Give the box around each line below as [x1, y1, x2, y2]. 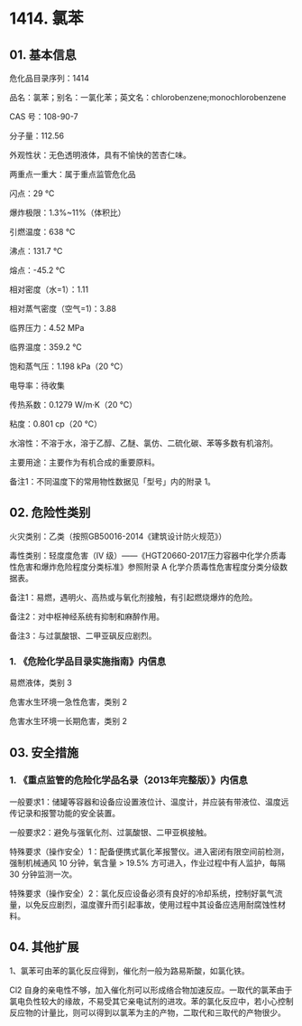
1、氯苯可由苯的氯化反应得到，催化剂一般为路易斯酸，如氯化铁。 [9, 965, 250, 976]
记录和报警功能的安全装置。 [16, 807, 120, 818]
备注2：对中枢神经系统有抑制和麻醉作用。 [9, 611, 165, 622]
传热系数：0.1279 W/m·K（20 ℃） [9, 400, 138, 409]
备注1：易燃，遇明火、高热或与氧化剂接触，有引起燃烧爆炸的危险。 [9, 591, 258, 602]
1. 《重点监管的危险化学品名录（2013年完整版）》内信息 [9, 774, 248, 786]
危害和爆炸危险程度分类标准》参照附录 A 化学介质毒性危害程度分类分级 [16, 561, 280, 572]
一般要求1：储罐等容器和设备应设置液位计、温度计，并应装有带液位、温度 [9, 796, 281, 807]
